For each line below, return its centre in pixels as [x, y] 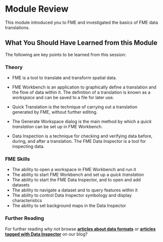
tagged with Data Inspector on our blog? [46, 234]
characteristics [27, 201]
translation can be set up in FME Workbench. [57, 127]
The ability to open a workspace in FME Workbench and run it [74, 170]
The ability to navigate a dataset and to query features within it [75, 190]
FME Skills [18, 159]
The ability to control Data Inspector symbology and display [72, 195]
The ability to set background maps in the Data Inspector [69, 206]
